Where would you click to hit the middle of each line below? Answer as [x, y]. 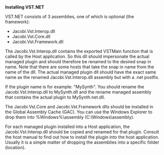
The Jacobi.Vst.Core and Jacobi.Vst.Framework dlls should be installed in [79, 107]
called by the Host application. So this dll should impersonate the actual [77, 56]
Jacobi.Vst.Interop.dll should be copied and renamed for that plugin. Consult [82, 132]
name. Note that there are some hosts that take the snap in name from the [80, 67]
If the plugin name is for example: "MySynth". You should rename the [75, 87]
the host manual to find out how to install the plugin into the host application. [82, 137]
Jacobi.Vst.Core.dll [31, 37]
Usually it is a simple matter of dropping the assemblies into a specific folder [82, 142]
